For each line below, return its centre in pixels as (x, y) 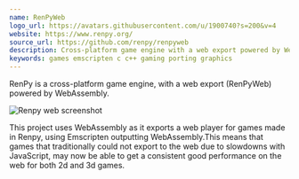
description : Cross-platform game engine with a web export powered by (145, 51)
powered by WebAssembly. (59, 93)
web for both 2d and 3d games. (67, 165)
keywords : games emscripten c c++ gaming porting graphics (121, 58)
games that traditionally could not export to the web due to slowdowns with (147, 146)
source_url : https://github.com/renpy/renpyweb (99, 42)
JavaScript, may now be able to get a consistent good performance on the (145, 156)
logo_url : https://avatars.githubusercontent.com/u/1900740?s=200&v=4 (143, 26)
